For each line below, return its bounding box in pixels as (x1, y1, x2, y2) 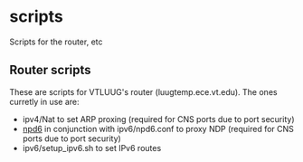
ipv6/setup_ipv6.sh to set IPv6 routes (22, 142, 162, 153)
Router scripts (9, 62, 91, 78)
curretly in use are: (9, 96, 80, 107)
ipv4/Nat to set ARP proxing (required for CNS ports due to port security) (22, 113, 295, 124)
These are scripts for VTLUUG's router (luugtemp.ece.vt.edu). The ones (9, 86, 278, 97)
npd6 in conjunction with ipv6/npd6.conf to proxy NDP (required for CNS (22, 123, 294, 134)
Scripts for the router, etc (9, 36, 103, 47)
